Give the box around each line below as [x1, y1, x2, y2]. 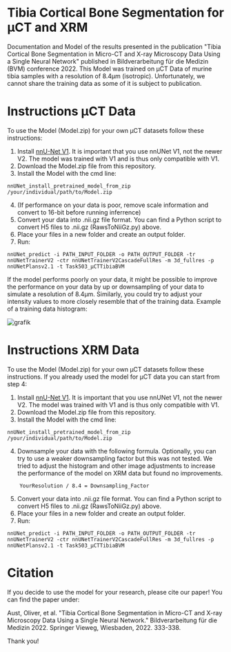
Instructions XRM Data [7, 343, 140, 358]
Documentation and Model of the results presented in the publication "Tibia [7, 42, 221, 51]
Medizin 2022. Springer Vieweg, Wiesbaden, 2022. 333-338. [7, 623, 181, 631]
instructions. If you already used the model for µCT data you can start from [7, 372, 221, 381]
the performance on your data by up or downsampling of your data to [7, 282, 205, 291]
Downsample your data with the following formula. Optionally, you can [17, 446, 217, 455]
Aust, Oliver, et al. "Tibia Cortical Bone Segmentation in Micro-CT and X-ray [7, 608, 223, 617]
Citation [7, 565, 54, 581]
